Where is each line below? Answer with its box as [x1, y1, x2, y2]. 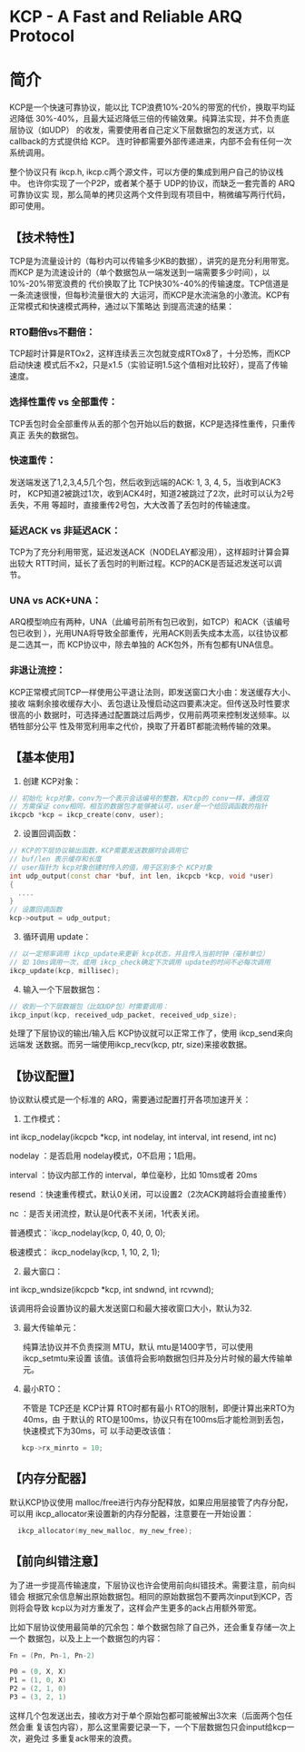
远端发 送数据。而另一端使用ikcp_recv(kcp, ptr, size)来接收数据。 [9, 1039, 252, 1050]
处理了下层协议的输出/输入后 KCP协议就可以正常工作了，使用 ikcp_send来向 [9, 1028, 293, 1038]
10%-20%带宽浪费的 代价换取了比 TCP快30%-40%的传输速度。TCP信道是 [9, 278, 290, 289]
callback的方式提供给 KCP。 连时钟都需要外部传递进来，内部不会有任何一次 [9, 136, 292, 147]
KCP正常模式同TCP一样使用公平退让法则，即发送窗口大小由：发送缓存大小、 [9, 686, 296, 697]
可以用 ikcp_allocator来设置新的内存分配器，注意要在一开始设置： [9, 1508, 254, 1519]
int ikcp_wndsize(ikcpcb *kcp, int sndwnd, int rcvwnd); [9, 1284, 214, 1295]
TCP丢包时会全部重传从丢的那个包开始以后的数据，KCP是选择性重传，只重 [9, 418, 288, 428]
